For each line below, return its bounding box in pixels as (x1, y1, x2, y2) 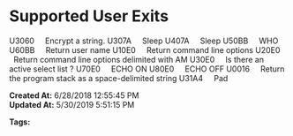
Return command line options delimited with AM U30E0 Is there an (12, 54, 265, 64)
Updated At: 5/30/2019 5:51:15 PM (9, 99, 135, 110)
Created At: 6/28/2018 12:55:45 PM (9, 90, 139, 101)
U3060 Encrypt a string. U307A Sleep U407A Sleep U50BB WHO (9, 35, 279, 46)
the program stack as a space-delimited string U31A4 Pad (9, 72, 229, 83)
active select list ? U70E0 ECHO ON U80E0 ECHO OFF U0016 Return (9, 64, 285, 74)
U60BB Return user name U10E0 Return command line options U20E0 (9, 44, 281, 55)
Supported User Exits (9, 6, 169, 26)
